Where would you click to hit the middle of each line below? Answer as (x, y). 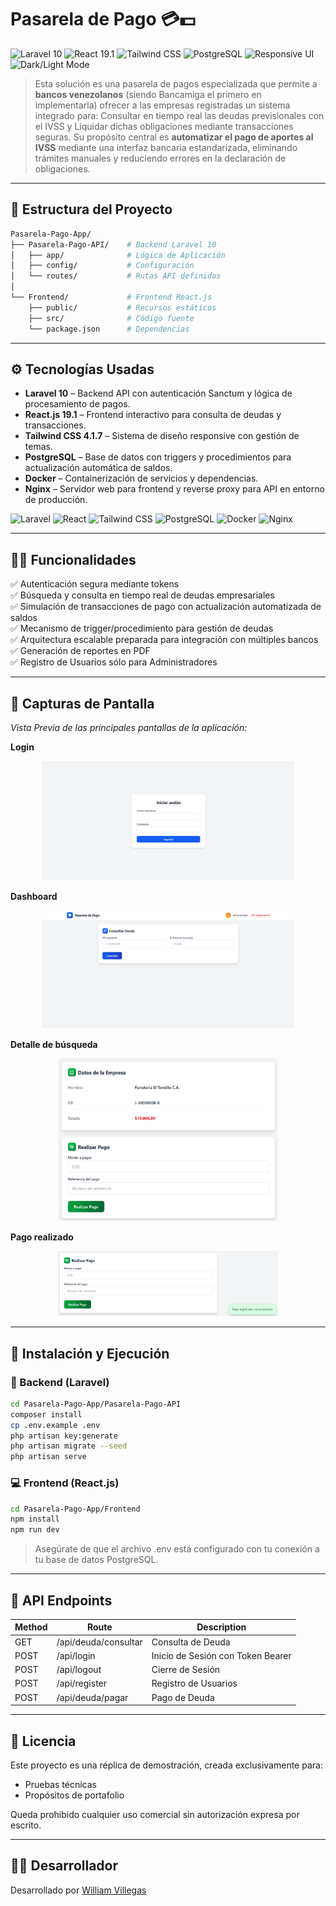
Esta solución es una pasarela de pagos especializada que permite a (176, 83)
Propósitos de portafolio (74, 1795)
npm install (35, 1519)
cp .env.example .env (55, 1425)
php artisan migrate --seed (69, 1446)
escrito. (26, 1825)
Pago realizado (42, 1237)
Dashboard (34, 896)
